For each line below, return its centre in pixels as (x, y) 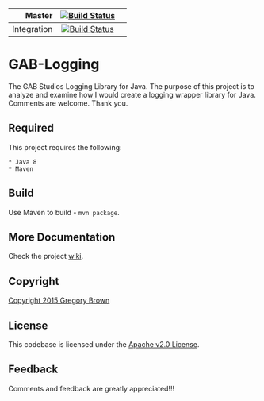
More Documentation (62, 237)
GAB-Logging (54, 65)
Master (39, 15)
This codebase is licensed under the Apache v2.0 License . (104, 344)
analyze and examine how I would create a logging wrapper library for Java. (132, 94)
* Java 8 (23, 162)
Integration (33, 29)
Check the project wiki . (46, 256)
